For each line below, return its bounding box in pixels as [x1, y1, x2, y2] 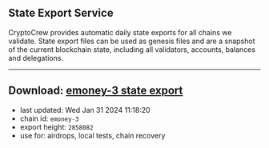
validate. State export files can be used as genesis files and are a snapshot [8, 36, 255, 46]
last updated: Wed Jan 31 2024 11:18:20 [19, 105, 151, 114]
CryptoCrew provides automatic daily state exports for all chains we [8, 27, 232, 37]
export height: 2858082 [19, 122, 94, 131]
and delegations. [8, 53, 64, 62]
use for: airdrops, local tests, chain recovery [19, 130, 166, 140]
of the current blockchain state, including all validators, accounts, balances [8, 44, 256, 54]
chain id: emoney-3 [19, 114, 79, 123]
